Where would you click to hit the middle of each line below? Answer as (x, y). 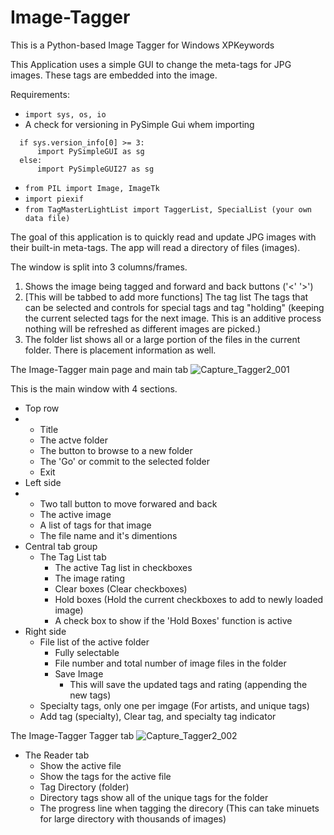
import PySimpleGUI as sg (90, 151)
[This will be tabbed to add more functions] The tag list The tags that (166, 297)
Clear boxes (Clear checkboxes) (121, 588)
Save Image (79, 673)
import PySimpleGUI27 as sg (95, 169)
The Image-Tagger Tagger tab (72, 735)
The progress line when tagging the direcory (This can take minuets (179, 808)
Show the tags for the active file (105, 776)
